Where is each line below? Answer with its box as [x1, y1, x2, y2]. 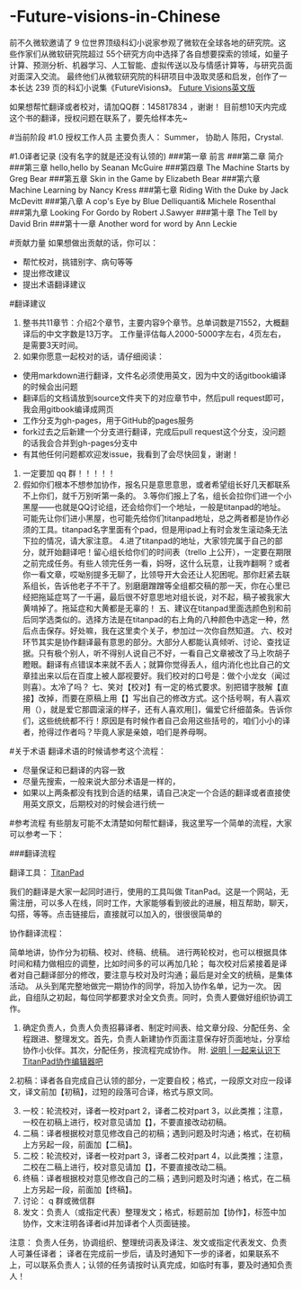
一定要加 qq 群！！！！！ [22, 468, 116, 479]
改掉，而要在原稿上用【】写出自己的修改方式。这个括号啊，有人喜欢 [38, 693, 290, 703]
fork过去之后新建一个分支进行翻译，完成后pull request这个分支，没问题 [22, 425, 286, 437]
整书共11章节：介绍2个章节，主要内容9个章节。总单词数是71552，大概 [22, 317, 281, 327]
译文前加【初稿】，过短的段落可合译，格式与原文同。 [24, 1086, 218, 1097]
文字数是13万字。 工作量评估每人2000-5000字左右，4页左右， [53, 328, 286, 339]
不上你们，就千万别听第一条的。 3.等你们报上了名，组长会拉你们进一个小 [22, 490, 292, 501]
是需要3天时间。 [22, 339, 84, 350]
